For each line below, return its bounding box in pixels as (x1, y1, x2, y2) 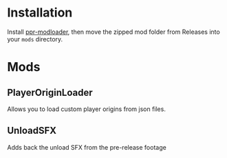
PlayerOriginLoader (7, 86, 93, 98)
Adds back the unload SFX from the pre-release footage (7, 143, 166, 151)
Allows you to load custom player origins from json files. (7, 105, 166, 113)
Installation (7, 5, 73, 21)
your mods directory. (7, 34, 63, 43)
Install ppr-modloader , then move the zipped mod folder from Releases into (7, 28, 220, 36)
